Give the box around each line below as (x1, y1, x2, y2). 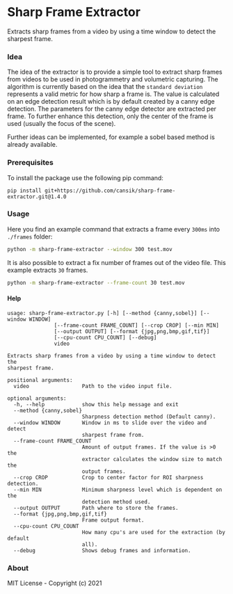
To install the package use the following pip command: (7, 173, 163, 182)
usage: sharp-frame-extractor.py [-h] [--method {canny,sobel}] (7, 310, 198, 316)
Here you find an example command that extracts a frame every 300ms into (7, 225, 220, 233)
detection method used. (81, 498, 151, 505)
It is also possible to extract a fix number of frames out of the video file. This (7, 258, 226, 266)
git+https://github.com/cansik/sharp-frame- (44, 187, 176, 194)
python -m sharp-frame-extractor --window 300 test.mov (7, 246, 172, 252)
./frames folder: (7, 232, 53, 241)
